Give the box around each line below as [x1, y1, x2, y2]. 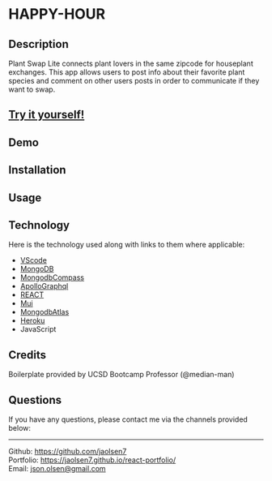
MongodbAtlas [19, 307, 70, 317]
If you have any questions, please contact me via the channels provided [8, 414, 249, 424]
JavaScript [19, 324, 57, 334]
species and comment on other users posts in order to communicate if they [8, 76, 260, 85]
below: [8, 423, 31, 432]
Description [8, 37, 69, 51]
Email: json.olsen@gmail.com [8, 464, 107, 473]
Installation [8, 163, 66, 177]
